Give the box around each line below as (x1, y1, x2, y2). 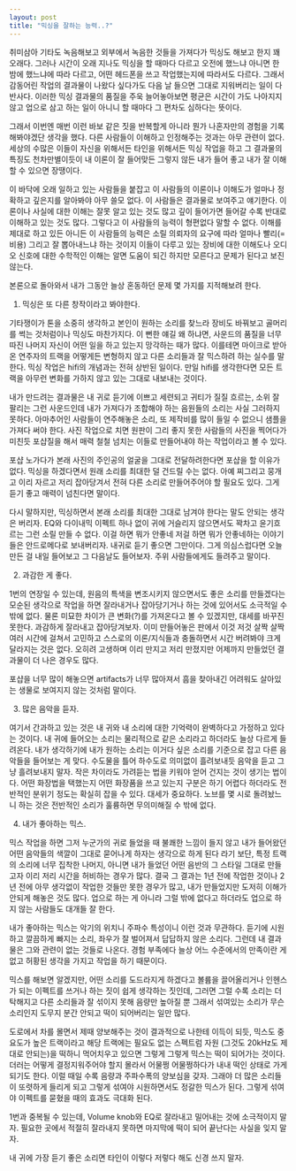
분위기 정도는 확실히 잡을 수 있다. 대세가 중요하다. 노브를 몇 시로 (32, 788, 252, 799)
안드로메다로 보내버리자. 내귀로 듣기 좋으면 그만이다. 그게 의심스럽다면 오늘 (25, 540, 283, 550)
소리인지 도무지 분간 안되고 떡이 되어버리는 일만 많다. (9, 1007, 191, 1018)
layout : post (9, 12, 57, 22)
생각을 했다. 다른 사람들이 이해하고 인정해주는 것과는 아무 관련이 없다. (47, 132, 285, 142)
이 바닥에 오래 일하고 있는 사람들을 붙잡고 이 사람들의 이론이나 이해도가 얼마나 (9, 183, 276, 195)
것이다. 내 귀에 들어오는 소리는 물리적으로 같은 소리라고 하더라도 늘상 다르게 (18, 733, 278, 744)
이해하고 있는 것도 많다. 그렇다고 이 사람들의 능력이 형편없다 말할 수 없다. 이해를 (9, 217, 283, 227)
